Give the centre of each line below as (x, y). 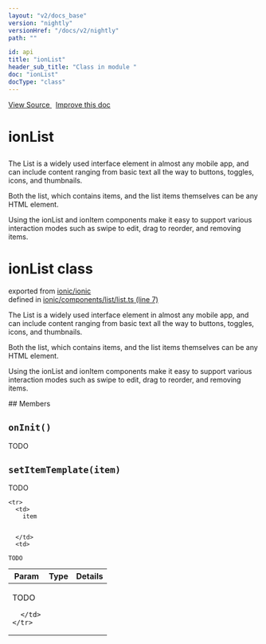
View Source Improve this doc (60, 104)
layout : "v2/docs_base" (48, 16)
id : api (21, 53)
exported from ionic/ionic (50, 291)
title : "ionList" (37, 60)
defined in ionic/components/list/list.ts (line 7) (84, 299)
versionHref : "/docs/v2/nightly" (64, 30)
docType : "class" (37, 82)
